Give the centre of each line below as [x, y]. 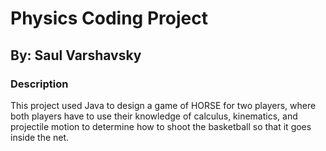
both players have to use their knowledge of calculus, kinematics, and [154, 116]
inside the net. [40, 137]
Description [39, 84]
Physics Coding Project [109, 18]
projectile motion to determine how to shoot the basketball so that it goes [161, 126]
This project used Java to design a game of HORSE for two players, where [163, 105]
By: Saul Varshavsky [76, 55]
